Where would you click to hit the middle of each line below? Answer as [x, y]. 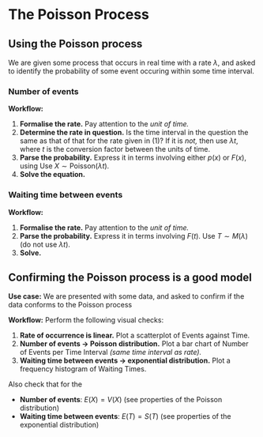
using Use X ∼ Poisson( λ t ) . [64, 166]
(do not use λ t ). [45, 244]
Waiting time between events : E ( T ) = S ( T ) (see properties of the [125, 416]
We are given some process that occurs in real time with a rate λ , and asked [132, 62]
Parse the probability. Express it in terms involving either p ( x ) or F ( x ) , [133, 158]
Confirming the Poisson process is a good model [130, 277]
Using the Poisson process [75, 44]
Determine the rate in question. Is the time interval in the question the [134, 133]
